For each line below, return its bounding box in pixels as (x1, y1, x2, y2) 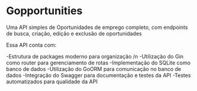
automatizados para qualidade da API (6, 78, 98, 85)
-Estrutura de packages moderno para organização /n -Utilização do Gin (6, 53, 184, 60)
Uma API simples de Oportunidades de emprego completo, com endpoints (6, 24, 188, 31)
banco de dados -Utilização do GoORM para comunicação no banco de (6, 65, 182, 72)
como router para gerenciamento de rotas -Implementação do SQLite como (6, 59, 191, 66)
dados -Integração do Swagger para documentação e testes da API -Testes (6, 71, 191, 79)
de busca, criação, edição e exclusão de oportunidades (6, 30, 142, 37)
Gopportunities (6, 4, 83, 18)
